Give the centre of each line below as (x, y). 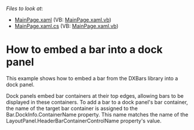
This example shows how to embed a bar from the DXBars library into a (92, 78)
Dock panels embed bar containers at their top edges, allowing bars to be (95, 95)
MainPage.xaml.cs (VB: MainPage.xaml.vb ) (67, 26)
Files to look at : (25, 8)
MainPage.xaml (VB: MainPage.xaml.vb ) (63, 20)
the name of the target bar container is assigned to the (72, 108)
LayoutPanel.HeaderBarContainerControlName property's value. (84, 121)
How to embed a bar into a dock (84, 50)
